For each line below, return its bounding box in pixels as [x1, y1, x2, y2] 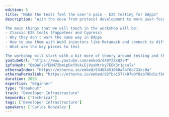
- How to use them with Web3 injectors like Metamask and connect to [5, 39, 154, 45]
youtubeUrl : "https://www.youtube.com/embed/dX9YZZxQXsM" [5, 58, 129, 63]
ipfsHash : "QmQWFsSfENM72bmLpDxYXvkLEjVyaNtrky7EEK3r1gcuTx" [5, 62, 136, 67]
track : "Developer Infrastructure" [5, 90, 80, 95]
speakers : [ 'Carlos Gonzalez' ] [5, 104, 71, 109]
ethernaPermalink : [5, 72, 44, 77]
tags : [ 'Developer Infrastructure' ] [5, 99, 82, 105]
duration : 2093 [5, 76, 37, 81]
